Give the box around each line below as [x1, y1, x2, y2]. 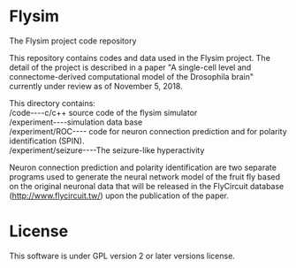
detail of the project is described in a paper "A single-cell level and [9, 62, 252, 73]
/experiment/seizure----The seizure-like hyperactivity [9, 144, 205, 156]
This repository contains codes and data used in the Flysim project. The [9, 52, 271, 63]
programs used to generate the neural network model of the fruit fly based [9, 171, 281, 182]
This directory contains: [9, 97, 95, 108]
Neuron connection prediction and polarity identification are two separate [9, 162, 277, 172]
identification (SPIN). [9, 135, 85, 146]
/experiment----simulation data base [9, 117, 143, 127]
